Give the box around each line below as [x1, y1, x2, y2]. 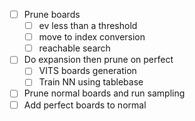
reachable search [38, 42, 111, 54]
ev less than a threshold [38, 20, 138, 32]
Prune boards [23, 9, 81, 20]
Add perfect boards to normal [23, 99, 147, 111]
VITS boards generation [38, 65, 137, 77]
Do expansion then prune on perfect [23, 54, 174, 66]
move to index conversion [38, 31, 146, 43]
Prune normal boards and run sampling [23, 87, 186, 99]
